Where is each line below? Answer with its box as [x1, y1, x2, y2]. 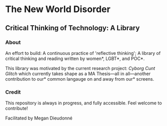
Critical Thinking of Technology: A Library [5, 24, 140, 32]
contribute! [5, 105, 28, 111]
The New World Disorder [5, 4, 111, 15]
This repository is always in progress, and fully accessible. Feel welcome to [5, 100, 162, 106]
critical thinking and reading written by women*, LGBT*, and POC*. [5, 55, 145, 61]
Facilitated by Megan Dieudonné [5, 115, 73, 121]
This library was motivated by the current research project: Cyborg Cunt [5, 65, 155, 71]
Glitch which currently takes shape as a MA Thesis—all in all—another [5, 71, 151, 77]
